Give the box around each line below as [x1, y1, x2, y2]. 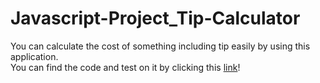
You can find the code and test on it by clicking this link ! [10, 61, 241, 73]
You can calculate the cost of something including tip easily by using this [10, 40, 311, 52]
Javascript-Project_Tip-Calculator [10, 7, 301, 30]
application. [10, 50, 59, 62]
